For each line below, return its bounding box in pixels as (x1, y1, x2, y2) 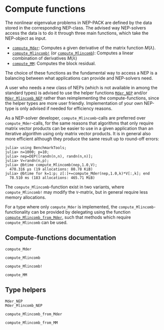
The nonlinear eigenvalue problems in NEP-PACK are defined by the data (5, 20, 152, 25)
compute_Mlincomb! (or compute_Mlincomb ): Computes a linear (12, 50, 134, 56)
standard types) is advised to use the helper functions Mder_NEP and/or (5, 90, 148, 96)
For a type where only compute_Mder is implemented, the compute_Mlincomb (5, 203, 154, 209)
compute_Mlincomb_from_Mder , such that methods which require (5, 214, 131, 220)
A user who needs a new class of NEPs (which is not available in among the (5, 84, 158, 90)
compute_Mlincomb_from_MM (5, 320, 58, 325)
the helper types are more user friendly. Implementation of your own (5, 100, 143, 106)
